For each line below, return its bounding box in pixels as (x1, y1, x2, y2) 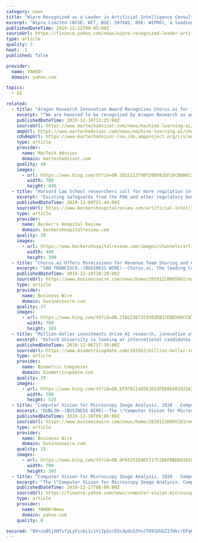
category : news (6, 8, 44, 15)
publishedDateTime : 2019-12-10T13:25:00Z (16, 117, 120, 123)
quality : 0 (16, 517, 44, 524)
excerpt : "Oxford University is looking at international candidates (16, 337, 192, 343)
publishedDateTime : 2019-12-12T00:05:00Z (6, 25, 110, 31)
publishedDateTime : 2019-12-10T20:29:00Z (16, 271, 120, 277)
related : (6, 101, 28, 107)
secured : (6, 528, 28, 534)
